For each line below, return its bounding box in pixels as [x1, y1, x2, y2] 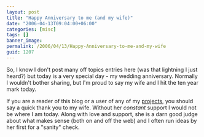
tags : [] [6, 32, 29, 38]
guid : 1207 [6, 49, 34, 55]
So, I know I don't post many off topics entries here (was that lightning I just [6, 66, 198, 73]
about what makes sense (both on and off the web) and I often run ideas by [6, 117, 197, 124]
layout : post [6, 9, 40, 15]
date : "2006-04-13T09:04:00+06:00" [6, 20, 98, 26]
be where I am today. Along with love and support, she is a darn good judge [6, 110, 198, 117]
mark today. [6, 85, 37, 93]
